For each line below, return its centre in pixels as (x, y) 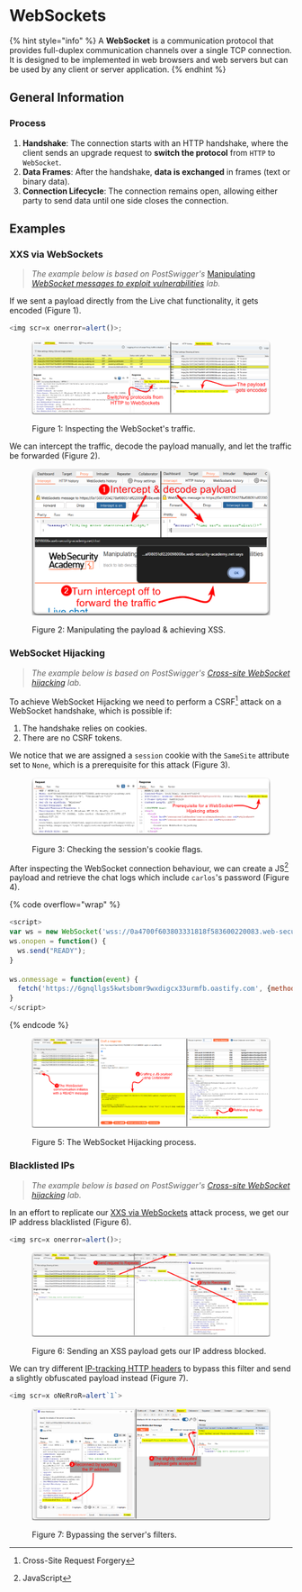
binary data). (46, 181)
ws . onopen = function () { (58, 942)
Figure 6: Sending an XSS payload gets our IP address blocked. (149, 1351)
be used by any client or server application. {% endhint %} (118, 69)
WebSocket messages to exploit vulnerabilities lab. (126, 284)
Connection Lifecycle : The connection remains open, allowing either (150, 191)
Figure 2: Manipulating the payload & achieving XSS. (129, 630)
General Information (67, 98)
